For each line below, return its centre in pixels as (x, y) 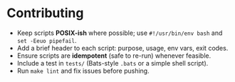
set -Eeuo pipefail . (47, 40)
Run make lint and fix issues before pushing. (83, 71)
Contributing (45, 13)
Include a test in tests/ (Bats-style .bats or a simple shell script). (113, 63)
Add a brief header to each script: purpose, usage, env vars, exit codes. (122, 48)
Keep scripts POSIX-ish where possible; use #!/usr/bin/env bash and (120, 33)
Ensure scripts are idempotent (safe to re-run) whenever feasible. (114, 56)
